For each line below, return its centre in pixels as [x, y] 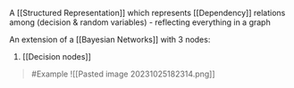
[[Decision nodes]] [57, 56]
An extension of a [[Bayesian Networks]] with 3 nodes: [110, 40]
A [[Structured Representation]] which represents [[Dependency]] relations [147, 13]
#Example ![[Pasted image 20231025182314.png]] [123, 74]
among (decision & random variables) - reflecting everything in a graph [140, 22]
